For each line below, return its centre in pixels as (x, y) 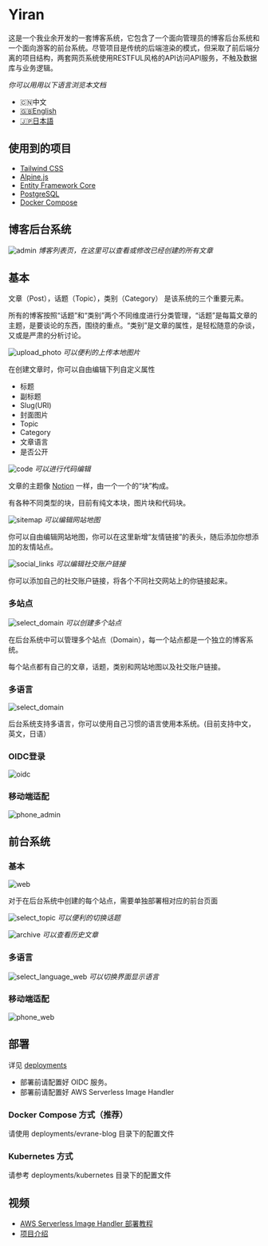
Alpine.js (34, 177)
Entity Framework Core (57, 185)
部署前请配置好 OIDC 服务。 (65, 1082)
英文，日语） (29, 733)
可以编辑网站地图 (73, 520)
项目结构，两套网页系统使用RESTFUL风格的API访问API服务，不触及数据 (140, 58)
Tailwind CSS (41, 168)
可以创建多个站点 (93, 622)
